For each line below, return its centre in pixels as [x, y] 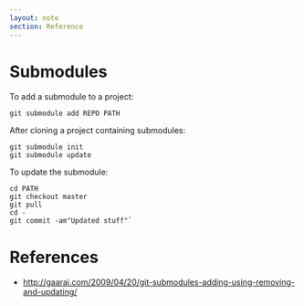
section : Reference [47, 26]
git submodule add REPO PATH [65, 114]
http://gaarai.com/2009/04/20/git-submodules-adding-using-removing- [158, 282]
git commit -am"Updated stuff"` [71, 221]
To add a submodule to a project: [72, 97]
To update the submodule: [59, 172]
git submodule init [47, 147]
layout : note [34, 18]
